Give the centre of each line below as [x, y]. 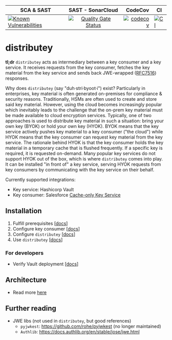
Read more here [30, 292]
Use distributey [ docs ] [38, 239]
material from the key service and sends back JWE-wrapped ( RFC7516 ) [81, 73]
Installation [24, 211]
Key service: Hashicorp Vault [43, 189]
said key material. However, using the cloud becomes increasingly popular [84, 104]
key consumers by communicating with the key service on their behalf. [80, 169]
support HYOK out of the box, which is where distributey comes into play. [84, 158]
